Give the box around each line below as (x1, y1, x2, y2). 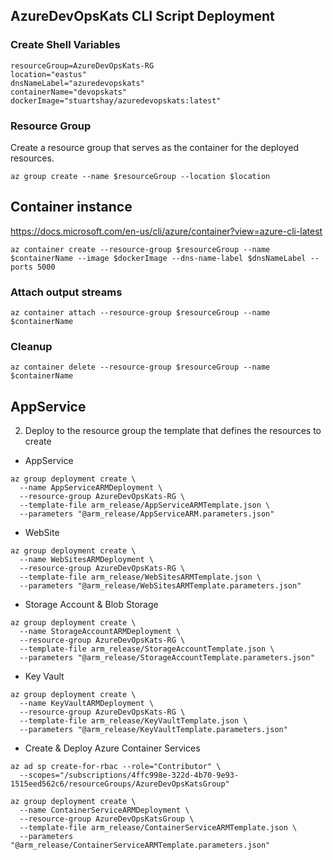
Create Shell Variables (10, 38, 121, 52)
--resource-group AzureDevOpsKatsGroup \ (19, 814, 195, 824)
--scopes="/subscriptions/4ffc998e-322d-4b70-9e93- (19, 770, 240, 781)
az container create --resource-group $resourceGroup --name (10, 244, 271, 254)
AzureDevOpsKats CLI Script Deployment (10, 8, 275, 25)
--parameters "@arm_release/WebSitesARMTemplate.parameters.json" (19, 581, 302, 591)
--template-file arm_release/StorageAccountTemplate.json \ (19, 644, 275, 654)
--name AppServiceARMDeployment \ (19, 483, 163, 493)
